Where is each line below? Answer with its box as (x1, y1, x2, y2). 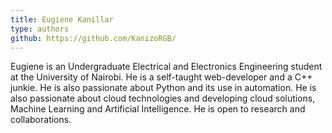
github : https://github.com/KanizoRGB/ (10, 33, 177, 43)
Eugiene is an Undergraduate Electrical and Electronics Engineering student (10, 61, 323, 73)
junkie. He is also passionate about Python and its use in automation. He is (10, 82, 317, 94)
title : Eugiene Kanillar (10, 14, 114, 25)
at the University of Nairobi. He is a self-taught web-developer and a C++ (10, 71, 313, 83)
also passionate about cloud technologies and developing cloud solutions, (10, 92, 316, 105)
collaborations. (10, 114, 72, 126)
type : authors (10, 24, 70, 34)
